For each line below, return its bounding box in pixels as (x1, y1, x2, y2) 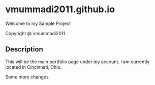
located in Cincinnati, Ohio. (5, 64, 62, 70)
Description (5, 45, 43, 54)
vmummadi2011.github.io (5, 4, 115, 15)
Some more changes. (5, 74, 50, 80)
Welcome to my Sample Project (5, 20, 71, 26)
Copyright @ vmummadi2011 (5, 30, 65, 36)
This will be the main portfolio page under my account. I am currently (5, 59, 150, 65)
